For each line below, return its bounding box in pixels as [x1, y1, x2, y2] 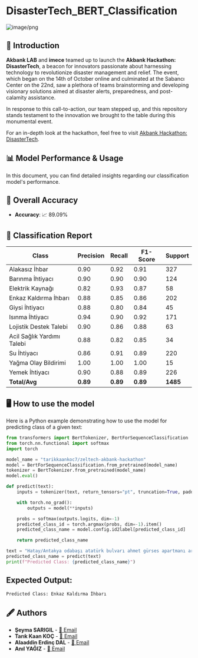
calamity [6, 94, 27, 101]
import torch [6, 446, 38, 452]
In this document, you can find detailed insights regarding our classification [6, 172, 189, 179]
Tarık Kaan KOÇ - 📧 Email [14, 633, 78, 640]
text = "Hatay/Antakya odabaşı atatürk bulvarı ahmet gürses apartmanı [6, 548, 186, 554]
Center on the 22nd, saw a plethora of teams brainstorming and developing [6, 81, 189, 88]
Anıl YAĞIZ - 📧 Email [14, 645, 65, 652]
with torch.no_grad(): [16, 500, 72, 505]
